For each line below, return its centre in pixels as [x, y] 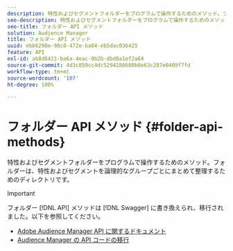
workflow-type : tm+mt [38, 71]
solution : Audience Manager [48, 33]
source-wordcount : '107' [43, 78]
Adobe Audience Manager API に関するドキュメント [92, 231]
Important [21, 193]
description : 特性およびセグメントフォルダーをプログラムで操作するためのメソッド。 [115, 14]
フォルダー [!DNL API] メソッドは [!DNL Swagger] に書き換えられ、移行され [115, 208]
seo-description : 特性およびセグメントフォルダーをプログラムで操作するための [109, 20]
